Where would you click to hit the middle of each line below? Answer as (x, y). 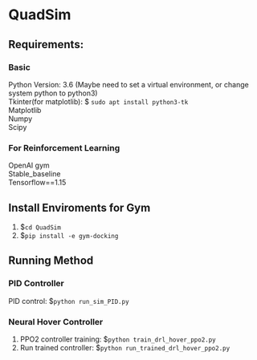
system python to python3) (53, 93)
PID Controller (36, 284)
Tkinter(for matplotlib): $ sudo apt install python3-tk (98, 101)
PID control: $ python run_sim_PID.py (69, 301)
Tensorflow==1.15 (37, 183)
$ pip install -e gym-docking (69, 235)
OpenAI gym (29, 165)
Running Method (51, 261)
